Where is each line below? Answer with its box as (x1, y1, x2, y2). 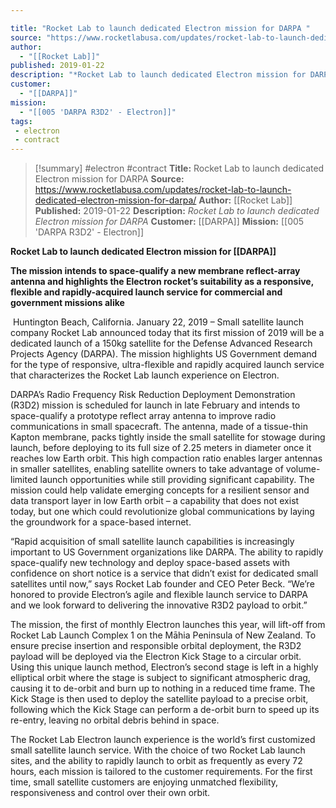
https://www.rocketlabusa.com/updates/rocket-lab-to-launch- (34, 184, 292, 196)
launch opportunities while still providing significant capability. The (39, 474, 315, 486)
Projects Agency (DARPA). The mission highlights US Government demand (10, 348, 318, 360)
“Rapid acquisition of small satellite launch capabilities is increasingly (10, 536, 295, 548)
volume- (285, 463, 321, 475)
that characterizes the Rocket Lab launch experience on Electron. (10, 369, 280, 381)
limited (10, 474, 38, 486)
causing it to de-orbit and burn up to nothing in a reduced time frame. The (10, 682, 316, 695)
